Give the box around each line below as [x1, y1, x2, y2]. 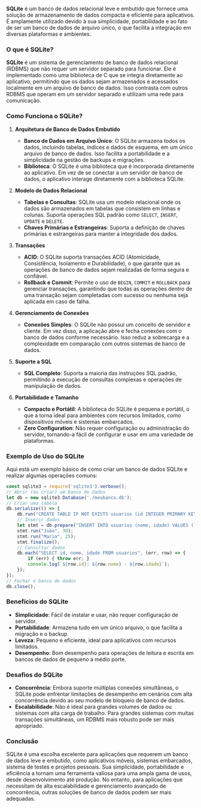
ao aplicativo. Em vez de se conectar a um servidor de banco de [23, 169, 182, 176]
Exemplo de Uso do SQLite [6, 452, 85, 460]
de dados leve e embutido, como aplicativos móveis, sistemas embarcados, [6, 757, 193, 764]
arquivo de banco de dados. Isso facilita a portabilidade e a [23, 149, 170, 157]
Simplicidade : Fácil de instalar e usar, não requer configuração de [14, 611, 178, 618]
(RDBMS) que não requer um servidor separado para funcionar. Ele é [6, 65, 176, 72]
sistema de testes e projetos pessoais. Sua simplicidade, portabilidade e [6, 763, 184, 770]
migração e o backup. [14, 630, 69, 637]
